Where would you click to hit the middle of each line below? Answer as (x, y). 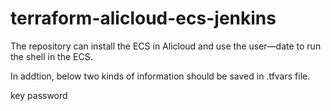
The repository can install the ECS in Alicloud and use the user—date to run (166, 46)
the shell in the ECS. (51, 56)
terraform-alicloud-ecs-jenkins (143, 18)
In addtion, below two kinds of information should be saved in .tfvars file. (160, 76)
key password (39, 95)
